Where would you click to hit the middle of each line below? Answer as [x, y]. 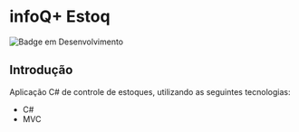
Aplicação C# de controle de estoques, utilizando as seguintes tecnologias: [150, 91]
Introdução [41, 70]
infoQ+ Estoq [60, 17]
